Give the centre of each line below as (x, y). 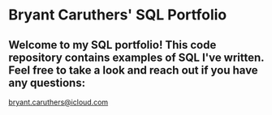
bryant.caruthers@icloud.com (58, 102)
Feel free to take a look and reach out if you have (133, 70)
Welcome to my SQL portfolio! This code (112, 45)
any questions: (47, 83)
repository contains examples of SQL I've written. (136, 57)
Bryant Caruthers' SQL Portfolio (118, 15)
